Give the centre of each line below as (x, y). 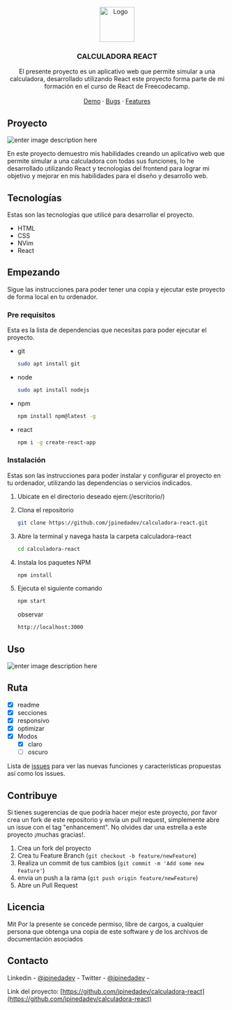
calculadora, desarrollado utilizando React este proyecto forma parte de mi (117, 79)
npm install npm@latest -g (56, 416)
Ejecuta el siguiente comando (60, 589)
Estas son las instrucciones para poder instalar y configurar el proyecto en (114, 475)
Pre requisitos (31, 315)
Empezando (34, 272)
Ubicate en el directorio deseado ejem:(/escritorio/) (91, 496)
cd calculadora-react (48, 549)
